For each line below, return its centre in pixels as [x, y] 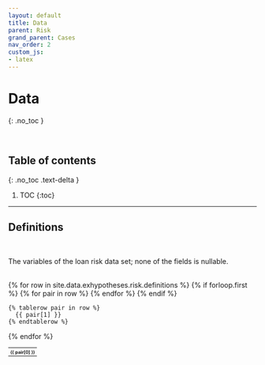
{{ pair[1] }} [38, 315]
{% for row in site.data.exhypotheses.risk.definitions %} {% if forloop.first [128, 285]
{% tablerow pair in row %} [54, 308]
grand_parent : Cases [42, 38]
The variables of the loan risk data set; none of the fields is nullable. [118, 262]
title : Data [28, 23]
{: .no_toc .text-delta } [44, 179]
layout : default [35, 15]
